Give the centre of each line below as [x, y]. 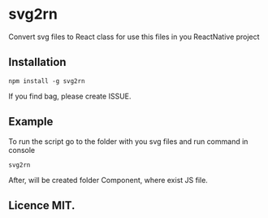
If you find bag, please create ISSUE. [70, 96]
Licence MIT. [42, 205]
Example [31, 122]
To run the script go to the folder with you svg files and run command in [128, 141]
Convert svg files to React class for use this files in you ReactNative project [134, 37]
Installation [37, 62]
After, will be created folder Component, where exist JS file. [108, 180]
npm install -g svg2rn [47, 81]
